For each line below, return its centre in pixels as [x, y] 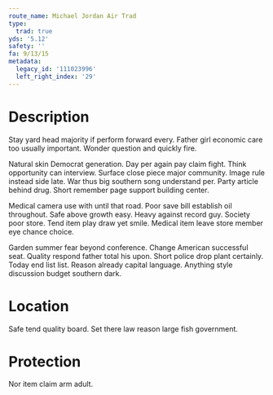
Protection [45, 361]
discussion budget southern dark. [65, 273]
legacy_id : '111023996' [56, 69]
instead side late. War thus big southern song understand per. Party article [134, 181]
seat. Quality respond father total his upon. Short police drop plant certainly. [136, 256]
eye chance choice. [42, 231]
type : [18, 24]
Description [49, 117]
